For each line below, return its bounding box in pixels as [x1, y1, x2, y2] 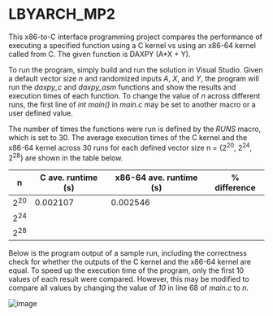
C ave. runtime [40, 172, 98, 183]
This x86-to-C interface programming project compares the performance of [8, 32, 262, 42]
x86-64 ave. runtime [115, 172, 198, 183]
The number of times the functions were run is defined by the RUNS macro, [8, 124, 262, 134]
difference [214, 182, 256, 194]
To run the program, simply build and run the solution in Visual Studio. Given [8, 64, 263, 74]
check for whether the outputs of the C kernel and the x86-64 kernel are [8, 257, 252, 267]
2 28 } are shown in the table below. [8, 151, 123, 163]
